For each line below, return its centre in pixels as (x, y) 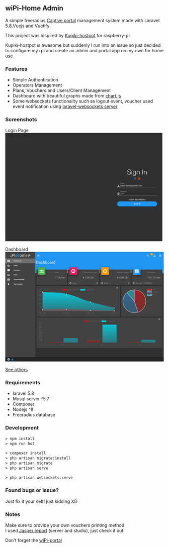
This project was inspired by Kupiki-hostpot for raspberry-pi (67, 35)
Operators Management (37, 85)
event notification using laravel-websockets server (65, 106)
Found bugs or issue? (32, 490)
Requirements (23, 382)
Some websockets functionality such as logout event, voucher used (83, 101)
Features (16, 69)
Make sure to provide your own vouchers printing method (65, 525)
